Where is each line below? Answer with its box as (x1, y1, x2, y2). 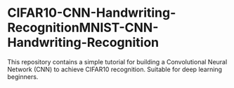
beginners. (7, 72, 39, 81)
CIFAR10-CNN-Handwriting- (7, 5, 176, 21)
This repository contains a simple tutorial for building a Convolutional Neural (7, 57, 228, 66)
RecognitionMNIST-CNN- (7, 20, 159, 36)
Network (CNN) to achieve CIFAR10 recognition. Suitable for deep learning (7, 65, 223, 73)
